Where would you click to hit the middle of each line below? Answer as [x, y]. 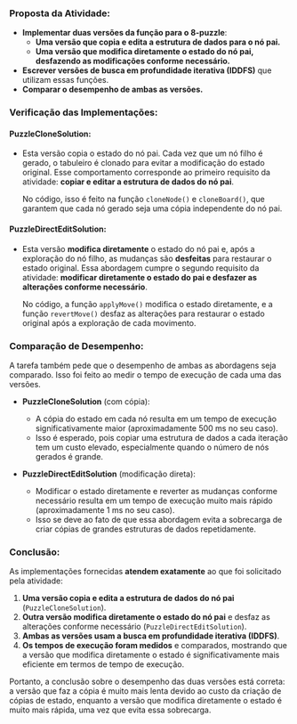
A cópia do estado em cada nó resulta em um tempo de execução [156, 419]
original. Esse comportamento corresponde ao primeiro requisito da [146, 173]
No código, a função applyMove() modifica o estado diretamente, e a [147, 304]
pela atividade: [36, 581]
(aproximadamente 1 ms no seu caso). [105, 509]
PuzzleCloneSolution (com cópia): [86, 401]
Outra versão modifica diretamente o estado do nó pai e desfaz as [146, 617]
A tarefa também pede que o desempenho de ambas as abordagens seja [143, 365]
